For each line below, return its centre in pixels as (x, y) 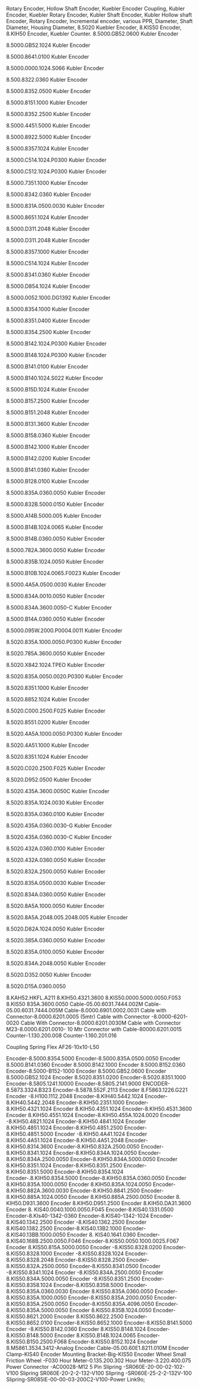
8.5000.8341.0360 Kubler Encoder (48, 275)
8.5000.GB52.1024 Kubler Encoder (48, 45)
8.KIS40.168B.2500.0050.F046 (44, 1241)
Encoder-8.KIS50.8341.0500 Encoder (115, 1266)
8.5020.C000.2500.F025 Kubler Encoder (56, 711)
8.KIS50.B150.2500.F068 (36, 1342)
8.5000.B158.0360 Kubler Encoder (48, 435)
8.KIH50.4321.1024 (29, 1109)
